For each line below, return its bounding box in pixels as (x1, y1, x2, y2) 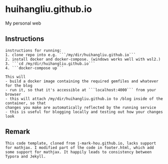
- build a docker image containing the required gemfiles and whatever (5, 79, 158, 84)
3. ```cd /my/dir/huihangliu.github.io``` (5, 61, 96, 66)
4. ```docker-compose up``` (5, 65, 64, 71)
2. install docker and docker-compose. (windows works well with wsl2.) (5, 57, 161, 62)
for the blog (5, 83, 33, 88)
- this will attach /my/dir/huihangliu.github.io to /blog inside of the (5, 96, 163, 101)
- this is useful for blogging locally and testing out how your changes (5, 109, 163, 114)
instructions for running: (5, 48, 62, 53)
